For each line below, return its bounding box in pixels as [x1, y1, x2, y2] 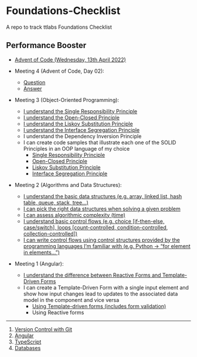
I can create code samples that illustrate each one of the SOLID [23, 139, 176, 146]
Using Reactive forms [32, 309, 84, 316]
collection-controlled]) [23, 230, 78, 237]
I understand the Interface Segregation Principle [23, 126, 140, 133]
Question [23, 79, 46, 86]
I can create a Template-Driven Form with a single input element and [23, 284, 189, 291]
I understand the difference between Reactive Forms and [23, 271, 161, 278]
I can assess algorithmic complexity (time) [23, 211, 126, 218]
